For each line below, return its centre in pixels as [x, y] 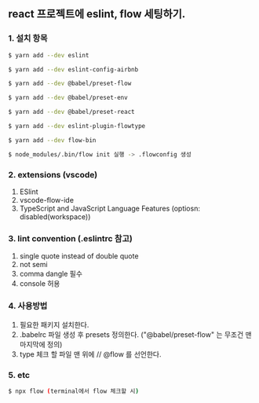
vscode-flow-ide [47, 200]
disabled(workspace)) [55, 216]
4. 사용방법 [28, 306]
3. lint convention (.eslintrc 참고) [71, 238]
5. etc [19, 375]
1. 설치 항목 [28, 38]
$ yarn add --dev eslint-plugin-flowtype [77, 126]
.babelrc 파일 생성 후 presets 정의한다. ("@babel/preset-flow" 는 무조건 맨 [136, 334]
